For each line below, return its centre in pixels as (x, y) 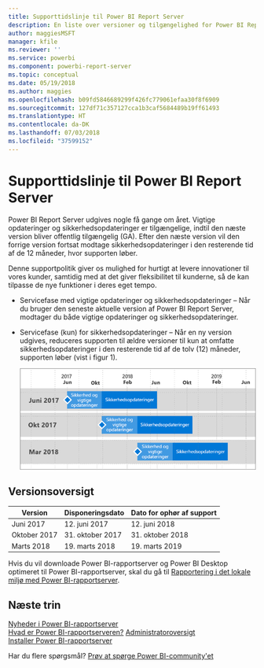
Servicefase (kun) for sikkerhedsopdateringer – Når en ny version (126, 332)
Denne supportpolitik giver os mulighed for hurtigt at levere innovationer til (129, 268)
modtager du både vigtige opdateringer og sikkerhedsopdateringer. (129, 317)
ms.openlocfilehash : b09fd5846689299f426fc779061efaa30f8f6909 (114, 100)
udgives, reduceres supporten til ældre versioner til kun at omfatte (126, 340)
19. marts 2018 (90, 546)
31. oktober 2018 (159, 535)
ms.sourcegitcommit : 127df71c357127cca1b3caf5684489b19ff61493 (114, 108)
